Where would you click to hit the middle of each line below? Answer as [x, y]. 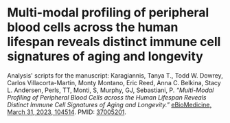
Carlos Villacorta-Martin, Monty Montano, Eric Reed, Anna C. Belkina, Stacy [114, 82]
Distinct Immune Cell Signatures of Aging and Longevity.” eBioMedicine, [110, 104]
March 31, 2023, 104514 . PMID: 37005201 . [67, 112]
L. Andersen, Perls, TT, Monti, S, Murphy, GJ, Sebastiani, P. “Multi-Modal [111, 90]
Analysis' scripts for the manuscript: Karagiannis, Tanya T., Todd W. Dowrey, [115, 75]
